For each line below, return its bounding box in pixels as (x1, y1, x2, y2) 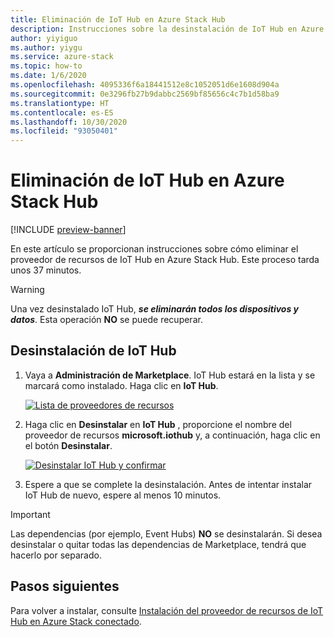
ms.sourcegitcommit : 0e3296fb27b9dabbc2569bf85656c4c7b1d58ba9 (10, 89, 280, 99)
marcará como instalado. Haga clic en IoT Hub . (24, 379, 219, 391)
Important (10, 508, 51, 520)
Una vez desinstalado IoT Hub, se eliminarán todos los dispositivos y (10, 303, 300, 315)
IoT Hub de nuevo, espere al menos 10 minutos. (24, 489, 222, 501)
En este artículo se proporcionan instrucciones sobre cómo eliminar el (10, 243, 299, 255)
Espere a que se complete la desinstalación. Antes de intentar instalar (24, 478, 313, 490)
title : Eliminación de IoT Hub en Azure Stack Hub (10, 14, 226, 25)
